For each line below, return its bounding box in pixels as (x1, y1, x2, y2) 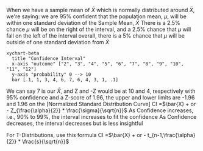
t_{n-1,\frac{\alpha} (147, 132, 196, 138)
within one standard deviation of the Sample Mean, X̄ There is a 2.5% (6, 19, 181, 26)
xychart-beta (6, 50, 40, 56)
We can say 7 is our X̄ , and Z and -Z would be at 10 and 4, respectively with (6, 87, 196, 95)
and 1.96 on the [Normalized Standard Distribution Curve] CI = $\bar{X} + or (6, 101, 196, 107)
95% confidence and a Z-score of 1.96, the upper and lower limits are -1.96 (6, 94, 195, 101)
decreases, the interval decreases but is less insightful (6, 119, 143, 127)
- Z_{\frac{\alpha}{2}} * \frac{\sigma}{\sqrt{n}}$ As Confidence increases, (6, 107, 194, 114)
